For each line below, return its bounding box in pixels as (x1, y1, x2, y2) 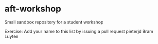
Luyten (4, 33, 19, 39)
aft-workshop (4, 3, 61, 14)
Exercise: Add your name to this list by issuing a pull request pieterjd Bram (4, 28, 154, 34)
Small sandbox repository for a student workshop (4, 19, 104, 25)
